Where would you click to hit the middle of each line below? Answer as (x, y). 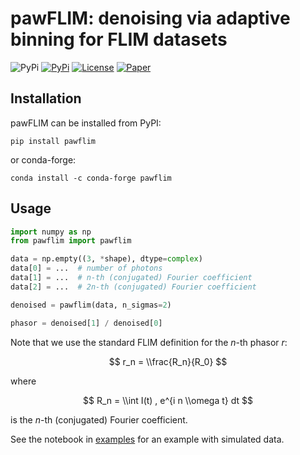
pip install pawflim (53, 141)
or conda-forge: (43, 159)
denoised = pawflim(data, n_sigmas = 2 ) (91, 305)
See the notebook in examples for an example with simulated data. (147, 439)
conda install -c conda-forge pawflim (91, 178)
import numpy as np (51, 232)
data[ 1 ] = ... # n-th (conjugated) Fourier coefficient (131, 278)
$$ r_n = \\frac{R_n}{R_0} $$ (168, 361)
